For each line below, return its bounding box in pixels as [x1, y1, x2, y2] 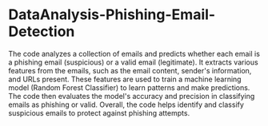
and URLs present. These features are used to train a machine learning [8, 74, 242, 84]
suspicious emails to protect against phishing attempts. [8, 108, 190, 117]
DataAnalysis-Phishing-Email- [8, 6, 216, 24]
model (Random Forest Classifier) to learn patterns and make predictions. [8, 82, 250, 93]
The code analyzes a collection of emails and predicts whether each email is [8, 49, 260, 58]
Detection [8, 22, 75, 41]
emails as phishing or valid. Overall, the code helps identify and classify [8, 100, 244, 109]
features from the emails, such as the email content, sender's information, [8, 65, 252, 75]
